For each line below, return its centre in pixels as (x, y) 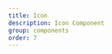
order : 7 (23, 38)
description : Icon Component (56, 23)
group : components (39, 30)
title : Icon (28, 15)
